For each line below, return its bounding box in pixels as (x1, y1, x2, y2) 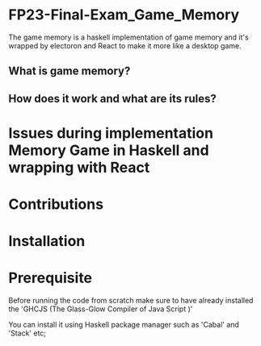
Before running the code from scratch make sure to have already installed (8, 296, 254, 306)
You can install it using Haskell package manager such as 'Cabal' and (8, 320, 240, 330)
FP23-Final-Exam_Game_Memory (8, 6, 240, 24)
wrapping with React (8, 158, 150, 177)
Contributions (8, 195, 103, 214)
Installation (8, 232, 86, 251)
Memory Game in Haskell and (8, 141, 209, 159)
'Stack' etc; (8, 328, 47, 338)
